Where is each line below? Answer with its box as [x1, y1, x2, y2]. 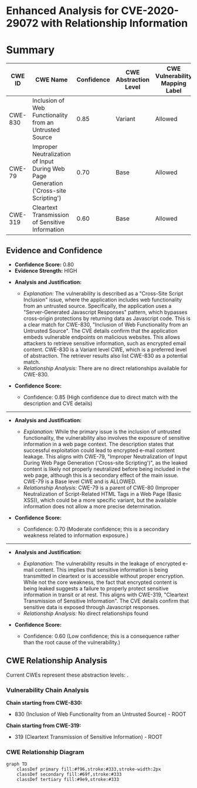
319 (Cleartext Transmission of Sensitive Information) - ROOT [14, 733, 163, 741]
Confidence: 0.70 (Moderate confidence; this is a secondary [23, 525, 169, 532]
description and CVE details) [23, 400, 93, 407]
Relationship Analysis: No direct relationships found [23, 610, 148, 617]
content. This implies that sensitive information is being [35, 566, 168, 573]
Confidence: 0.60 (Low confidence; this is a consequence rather [23, 632, 180, 640]
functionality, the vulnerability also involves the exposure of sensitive [23, 434, 191, 441]
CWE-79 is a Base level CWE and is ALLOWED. [23, 478, 137, 485]
